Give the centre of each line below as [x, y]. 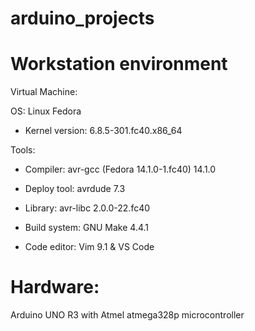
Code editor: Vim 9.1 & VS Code [89, 247]
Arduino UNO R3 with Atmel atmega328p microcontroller [127, 315]
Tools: [23, 150]
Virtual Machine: [44, 92]
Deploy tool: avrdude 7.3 [75, 189]
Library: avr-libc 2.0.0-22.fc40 [87, 208]
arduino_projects [82, 18]
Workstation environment [119, 64]
